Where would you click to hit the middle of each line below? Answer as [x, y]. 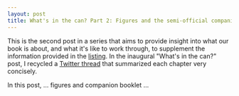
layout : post [27, 14]
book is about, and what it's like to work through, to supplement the [106, 48]
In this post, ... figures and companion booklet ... [78, 85]
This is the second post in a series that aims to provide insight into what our [118, 41]
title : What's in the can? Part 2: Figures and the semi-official [108, 21]
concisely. [22, 71]
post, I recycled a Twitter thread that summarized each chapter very [107, 63]
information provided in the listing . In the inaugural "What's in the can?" [112, 56]
